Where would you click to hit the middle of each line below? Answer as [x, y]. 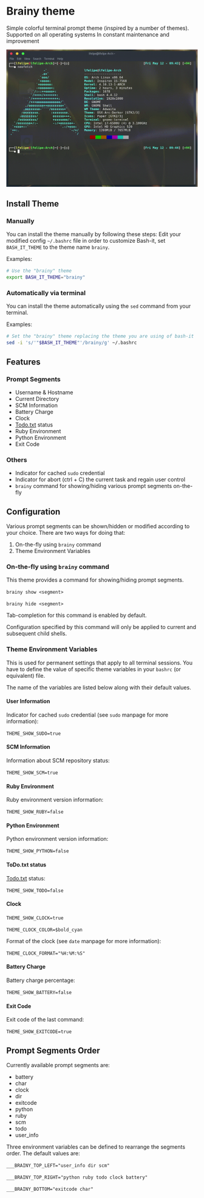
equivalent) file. [26, 675]
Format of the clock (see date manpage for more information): [84, 941]
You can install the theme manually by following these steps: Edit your [93, 234]
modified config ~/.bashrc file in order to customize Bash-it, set [86, 241]
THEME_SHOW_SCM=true [32, 773]
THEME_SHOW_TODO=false [35, 890]
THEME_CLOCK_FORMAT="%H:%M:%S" [46, 953]
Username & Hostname [44, 392]
